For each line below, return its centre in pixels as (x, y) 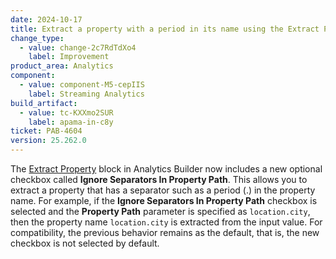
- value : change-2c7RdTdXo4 (78, 47)
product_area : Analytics (62, 66)
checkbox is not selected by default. (85, 243)
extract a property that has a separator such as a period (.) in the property (163, 190)
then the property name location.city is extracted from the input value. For (166, 222)
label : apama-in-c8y (71, 122)
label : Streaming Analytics (86, 94)
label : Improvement (69, 57)
